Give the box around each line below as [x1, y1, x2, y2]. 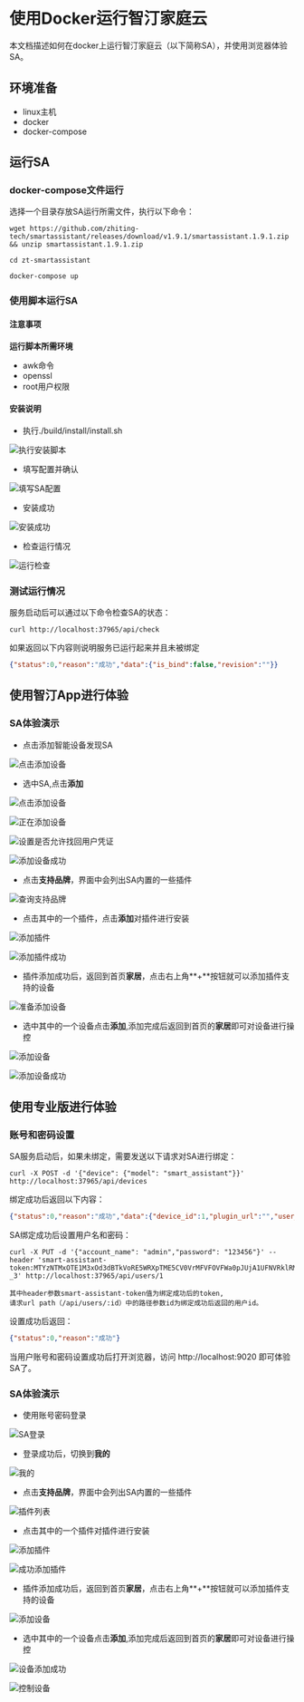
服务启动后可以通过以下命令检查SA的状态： [9, 607, 171, 618]
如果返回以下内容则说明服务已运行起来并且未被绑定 [9, 643, 200, 653]
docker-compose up [9, 272, 79, 281]
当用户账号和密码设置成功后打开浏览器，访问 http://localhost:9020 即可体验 [9, 1351, 291, 1362]
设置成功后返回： [9, 1316, 73, 1327]
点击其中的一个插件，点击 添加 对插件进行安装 [22, 913, 190, 924]
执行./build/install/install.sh [22, 425, 123, 436]
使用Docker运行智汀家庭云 [9, 8, 208, 29]
